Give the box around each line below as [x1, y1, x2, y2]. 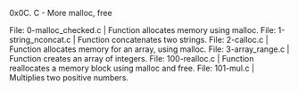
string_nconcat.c [9, 35, 71, 45]
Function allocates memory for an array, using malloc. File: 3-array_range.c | [9, 44, 290, 54]
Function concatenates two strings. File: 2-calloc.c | [77, 35, 269, 45]
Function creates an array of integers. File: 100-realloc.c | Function [9, 54, 254, 63]
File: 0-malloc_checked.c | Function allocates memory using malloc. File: [9, 25, 277, 35]
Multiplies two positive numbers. [9, 72, 129, 83]
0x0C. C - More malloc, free [9, 8, 113, 18]
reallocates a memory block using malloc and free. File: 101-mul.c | [9, 63, 255, 73]
